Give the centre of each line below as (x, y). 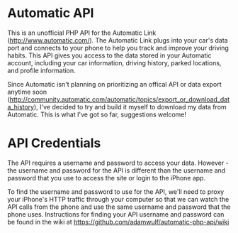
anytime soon (27, 92)
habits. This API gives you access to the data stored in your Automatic (109, 55)
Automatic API (51, 13)
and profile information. (41, 70)
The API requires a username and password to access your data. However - (118, 163)
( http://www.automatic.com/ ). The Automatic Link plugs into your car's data (118, 40)
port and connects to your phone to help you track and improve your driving (118, 48)
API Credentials (54, 143)
